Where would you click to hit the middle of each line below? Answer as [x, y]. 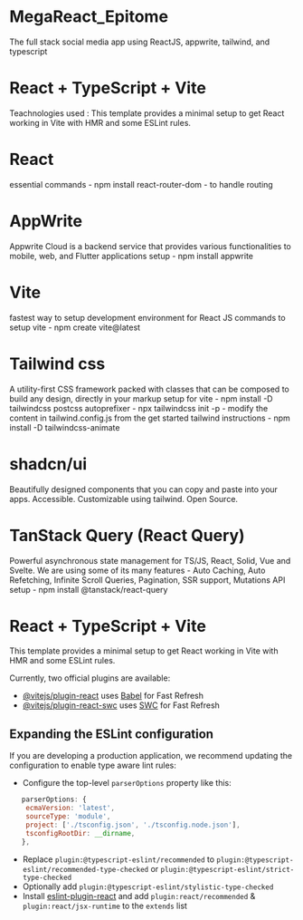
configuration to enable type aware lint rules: [93, 765]
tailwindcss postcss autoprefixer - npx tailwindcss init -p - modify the [139, 408]
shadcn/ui [48, 464]
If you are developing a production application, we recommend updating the [151, 756]
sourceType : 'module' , [68, 817]
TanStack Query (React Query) [128, 535]
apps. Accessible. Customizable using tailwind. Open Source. [123, 499]
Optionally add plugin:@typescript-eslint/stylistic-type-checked [148, 886]
